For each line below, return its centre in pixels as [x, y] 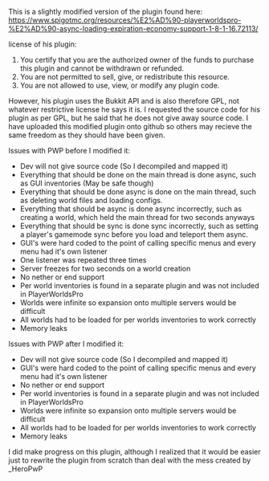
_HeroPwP [26, 469]
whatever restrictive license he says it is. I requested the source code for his [134, 109]
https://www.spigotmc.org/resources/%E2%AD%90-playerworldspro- [125, 20]
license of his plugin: [43, 44]
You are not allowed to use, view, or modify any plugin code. [120, 85]
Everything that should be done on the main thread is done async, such [138, 175]
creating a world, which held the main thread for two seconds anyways [137, 217]
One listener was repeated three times [83, 260]
